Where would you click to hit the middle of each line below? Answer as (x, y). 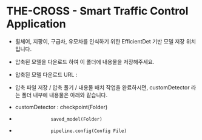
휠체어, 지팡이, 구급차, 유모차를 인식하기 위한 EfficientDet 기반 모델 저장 (100, 41)
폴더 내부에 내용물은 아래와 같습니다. (65, 95)
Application (36, 24)
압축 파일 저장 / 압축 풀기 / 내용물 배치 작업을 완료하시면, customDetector (102, 87)
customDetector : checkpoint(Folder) (61, 107)
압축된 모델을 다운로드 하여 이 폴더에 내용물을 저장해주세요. (85, 62)
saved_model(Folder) (76, 119)
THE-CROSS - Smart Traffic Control (97, 11)
